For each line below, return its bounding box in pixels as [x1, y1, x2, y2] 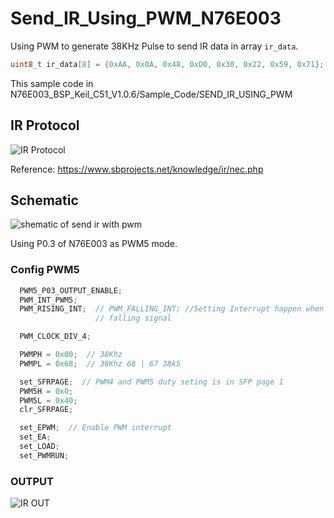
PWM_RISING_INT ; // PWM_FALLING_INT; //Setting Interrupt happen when [19, 304, 325, 314]
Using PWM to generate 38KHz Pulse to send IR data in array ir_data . [10, 40, 299, 52]
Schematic [10, 192, 79, 209]
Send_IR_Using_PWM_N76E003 [10, 7, 282, 30]
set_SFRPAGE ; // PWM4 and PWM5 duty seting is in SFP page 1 [19, 377, 284, 387]
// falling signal [95, 313, 172, 324]
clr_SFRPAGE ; [19, 405, 74, 415]
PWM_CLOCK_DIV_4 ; [19, 332, 92, 342]
